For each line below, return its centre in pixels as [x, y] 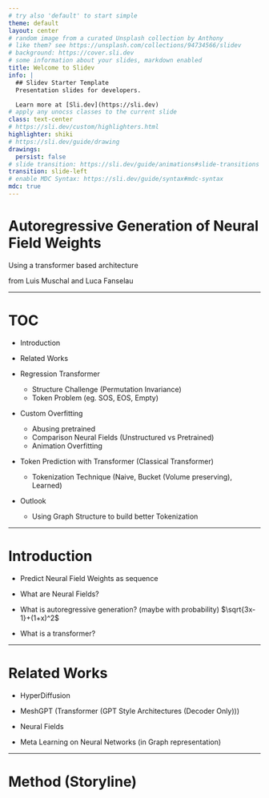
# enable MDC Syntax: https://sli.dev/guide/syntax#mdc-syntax [116, 179]
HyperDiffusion [45, 695]
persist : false [41, 157]
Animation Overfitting [67, 446]
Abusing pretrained [64, 428]
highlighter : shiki [41, 134]
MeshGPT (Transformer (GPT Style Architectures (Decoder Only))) [130, 711]
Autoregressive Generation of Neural [133, 226]
